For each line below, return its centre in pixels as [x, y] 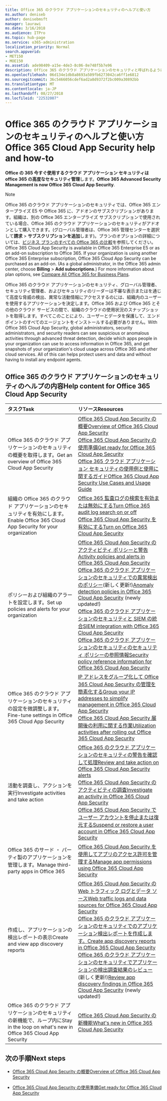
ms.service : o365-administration [40, 42]
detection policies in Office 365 [115, 591]
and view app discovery [36, 944]
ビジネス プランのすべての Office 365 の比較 [67, 242]
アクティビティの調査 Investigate [115, 790]
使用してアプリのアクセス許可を [115, 854]
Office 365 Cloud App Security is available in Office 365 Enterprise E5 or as [83, 248]
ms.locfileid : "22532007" [32, 98]
